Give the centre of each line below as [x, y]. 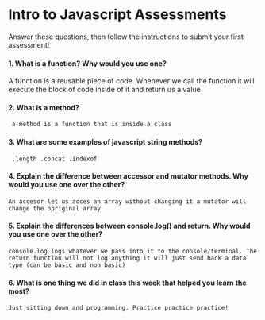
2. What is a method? [44, 107]
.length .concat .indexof [54, 159]
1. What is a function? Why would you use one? [87, 63]
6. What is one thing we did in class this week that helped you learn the [128, 283]
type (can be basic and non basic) [67, 265]
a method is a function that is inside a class [92, 125]
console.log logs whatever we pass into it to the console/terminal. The [133, 251]
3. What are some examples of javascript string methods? [106, 141]
